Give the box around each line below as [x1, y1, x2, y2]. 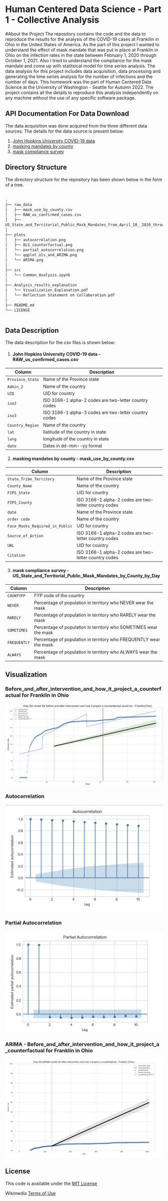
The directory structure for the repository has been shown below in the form [5, 176, 162, 182]
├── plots [5, 232, 26, 237]
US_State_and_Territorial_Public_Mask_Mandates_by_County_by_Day [12, 573, 160, 579]
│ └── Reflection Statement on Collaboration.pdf [5, 292, 115, 297]
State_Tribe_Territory [7, 476, 55, 482]
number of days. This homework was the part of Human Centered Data [5, 79, 151, 85]
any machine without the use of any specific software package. [5, 94, 136, 101]
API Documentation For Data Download [5, 110, 129, 118]
